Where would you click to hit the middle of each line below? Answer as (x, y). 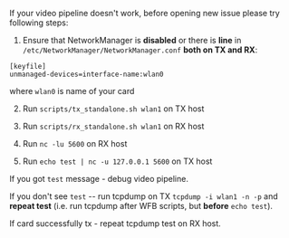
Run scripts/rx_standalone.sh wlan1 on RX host (113, 126)
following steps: (39, 23)
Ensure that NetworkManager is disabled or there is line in (132, 40)
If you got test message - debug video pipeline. (99, 179)
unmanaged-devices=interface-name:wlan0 (87, 74)
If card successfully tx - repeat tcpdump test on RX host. (116, 224)
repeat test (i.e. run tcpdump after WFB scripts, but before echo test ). (141, 206)
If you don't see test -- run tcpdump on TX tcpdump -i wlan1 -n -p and (144, 196)
